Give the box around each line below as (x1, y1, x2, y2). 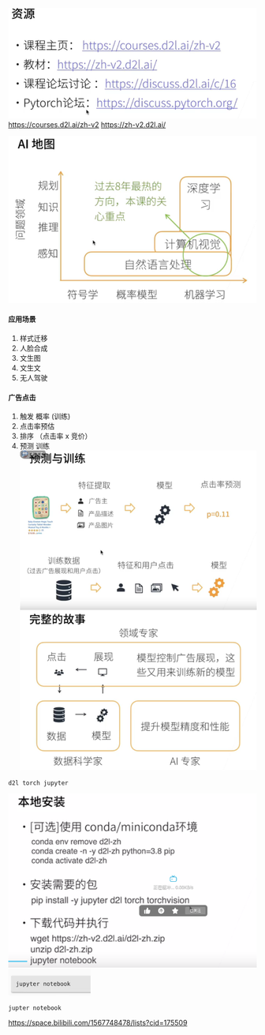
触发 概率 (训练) (19, 411, 71, 422)
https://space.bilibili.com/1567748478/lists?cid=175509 (8, 1018, 188, 1027)
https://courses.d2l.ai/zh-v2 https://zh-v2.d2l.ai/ (8, 120, 166, 129)
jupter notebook (8, 1003, 62, 1012)
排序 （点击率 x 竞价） (19, 431, 92, 441)
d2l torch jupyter (8, 779, 69, 787)
